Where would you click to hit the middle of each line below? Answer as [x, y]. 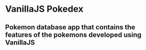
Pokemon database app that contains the [70, 27]
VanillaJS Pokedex [44, 9]
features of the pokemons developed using [73, 35]
